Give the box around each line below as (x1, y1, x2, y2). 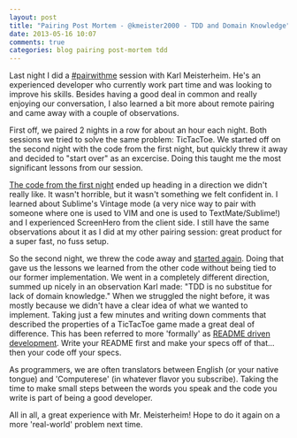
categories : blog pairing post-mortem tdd (9, 46, 168, 55)
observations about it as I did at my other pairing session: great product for (9, 227, 283, 237)
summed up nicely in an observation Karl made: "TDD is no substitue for (9, 281, 272, 292)
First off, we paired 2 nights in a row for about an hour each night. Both (9, 125, 268, 135)
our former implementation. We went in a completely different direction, (9, 272, 270, 283)
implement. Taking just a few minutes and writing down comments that (9, 310, 267, 320)
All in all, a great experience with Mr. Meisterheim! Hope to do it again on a (9, 410, 281, 420)
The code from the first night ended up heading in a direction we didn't (9, 180, 268, 190)
